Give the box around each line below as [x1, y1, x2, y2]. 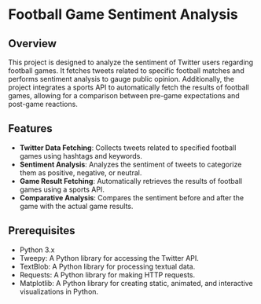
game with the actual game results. [19, 201, 134, 211]
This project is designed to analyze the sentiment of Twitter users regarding [8, 57, 254, 67]
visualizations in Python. [19, 287, 99, 296]
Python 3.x [19, 245, 55, 255]
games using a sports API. [19, 185, 105, 194]
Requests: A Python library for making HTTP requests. [19, 269, 196, 280]
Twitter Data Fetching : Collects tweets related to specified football [19, 143, 237, 152]
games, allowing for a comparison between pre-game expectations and [8, 91, 240, 100]
